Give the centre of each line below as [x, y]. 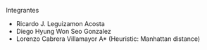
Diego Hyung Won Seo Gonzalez [63, 31]
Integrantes [23, 10]
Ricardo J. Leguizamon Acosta [61, 24]
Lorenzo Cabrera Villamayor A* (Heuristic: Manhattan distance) [108, 39]
